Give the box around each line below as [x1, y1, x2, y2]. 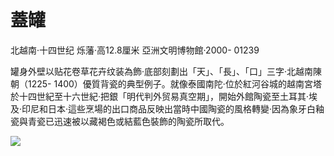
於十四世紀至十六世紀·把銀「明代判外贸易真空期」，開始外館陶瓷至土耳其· [10, 90, 310, 102]
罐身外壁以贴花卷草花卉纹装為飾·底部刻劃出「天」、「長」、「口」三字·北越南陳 [10, 65, 323, 77]
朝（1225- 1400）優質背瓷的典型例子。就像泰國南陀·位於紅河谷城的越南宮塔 [10, 77, 322, 90]
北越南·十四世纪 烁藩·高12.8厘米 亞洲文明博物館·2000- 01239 [10, 44, 260, 56]
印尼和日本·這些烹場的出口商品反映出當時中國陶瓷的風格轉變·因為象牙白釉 [21, 102, 325, 115]
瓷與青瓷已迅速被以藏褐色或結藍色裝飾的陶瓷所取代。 [10, 115, 230, 127]
